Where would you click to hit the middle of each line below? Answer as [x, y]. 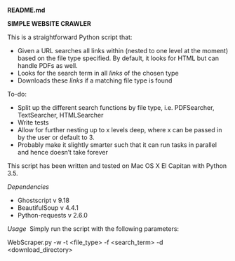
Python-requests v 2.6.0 [52, 215]
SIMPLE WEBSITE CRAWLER [49, 23]
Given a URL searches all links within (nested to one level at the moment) [123, 51]
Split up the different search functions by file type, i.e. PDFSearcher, [116, 107]
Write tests [33, 122]
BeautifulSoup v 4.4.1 [48, 208]
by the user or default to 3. [56, 137]
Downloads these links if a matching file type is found [95, 80]
